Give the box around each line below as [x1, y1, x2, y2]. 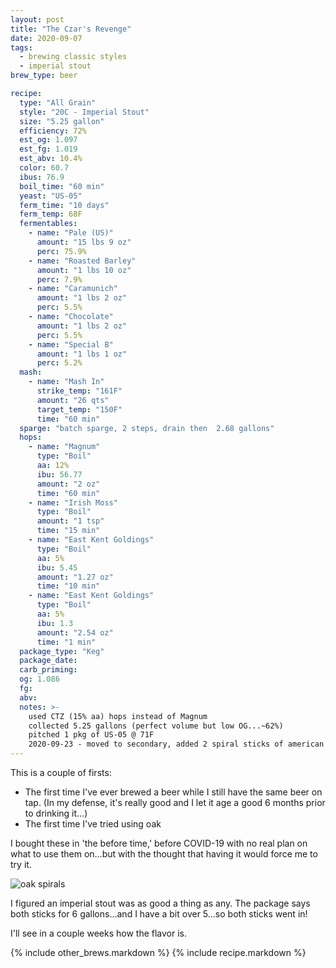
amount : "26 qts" [36, 395, 110, 405]
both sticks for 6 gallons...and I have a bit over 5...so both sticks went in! [10, 908, 308, 920]
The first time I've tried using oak [24, 818, 162, 830]
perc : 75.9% [36, 246, 87, 256]
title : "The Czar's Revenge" [10, 24, 132, 34]
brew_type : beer [10, 71, 78, 81]
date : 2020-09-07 [10, 33, 83, 43]
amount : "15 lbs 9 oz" [36, 237, 132, 247]
